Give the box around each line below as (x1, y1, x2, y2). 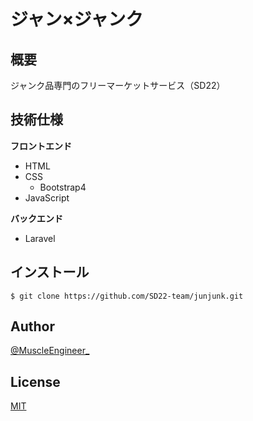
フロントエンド (10, 140, 72, 152)
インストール (10, 264, 90, 281)
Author (10, 318, 55, 335)
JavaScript (24, 191, 70, 204)
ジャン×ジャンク (10, 8, 144, 31)
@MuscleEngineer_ (10, 345, 90, 357)
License (10, 373, 61, 390)
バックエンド (10, 212, 63, 224)
